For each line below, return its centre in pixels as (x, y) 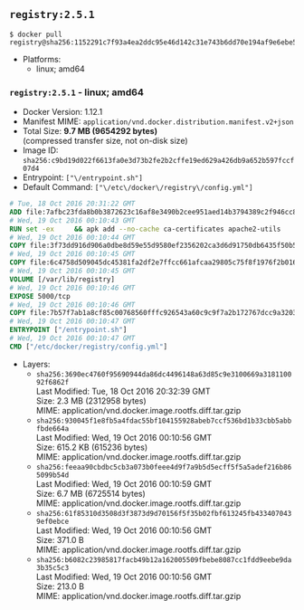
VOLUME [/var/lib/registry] (62, 279)
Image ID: (40, 150)
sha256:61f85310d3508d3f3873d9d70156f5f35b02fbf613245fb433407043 (164, 513)
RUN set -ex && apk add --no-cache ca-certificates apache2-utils (145, 229)
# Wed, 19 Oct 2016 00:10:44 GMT (72, 237)
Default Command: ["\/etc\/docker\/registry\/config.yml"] (138, 187)
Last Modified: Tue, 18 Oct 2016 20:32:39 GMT (123, 391)
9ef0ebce (52, 521)
